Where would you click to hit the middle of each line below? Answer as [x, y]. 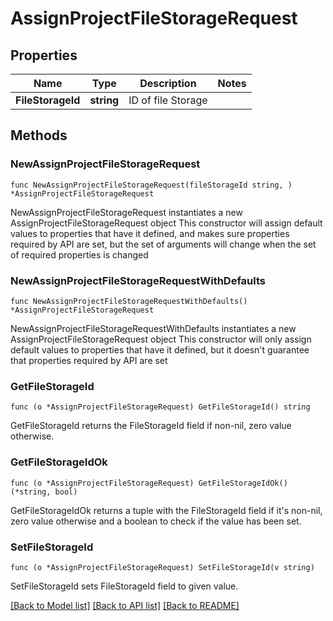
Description [168, 83]
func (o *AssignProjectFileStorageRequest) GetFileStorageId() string [160, 407]
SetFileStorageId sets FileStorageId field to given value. [124, 586]
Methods [39, 135]
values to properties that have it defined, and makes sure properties [150, 233]
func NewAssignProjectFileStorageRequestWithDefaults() [129, 301]
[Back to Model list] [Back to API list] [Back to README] [125, 605]
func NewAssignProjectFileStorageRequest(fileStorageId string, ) [151, 185]
